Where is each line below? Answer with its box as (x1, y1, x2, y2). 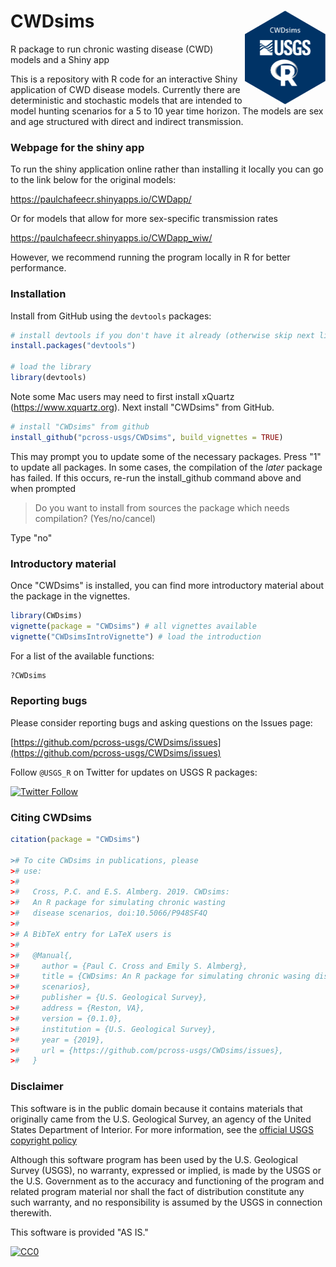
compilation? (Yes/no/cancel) (34, 512, 157, 524)
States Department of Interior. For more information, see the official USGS (10, 1123, 315, 1135)
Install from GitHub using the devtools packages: (10, 310, 212, 322)
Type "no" (10, 531, 53, 544)
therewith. (10, 1206, 52, 1219)
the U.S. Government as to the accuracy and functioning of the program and (10, 1175, 325, 1187)
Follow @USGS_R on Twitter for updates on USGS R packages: (10, 766, 258, 778)
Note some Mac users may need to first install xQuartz (10, 390, 235, 402)
